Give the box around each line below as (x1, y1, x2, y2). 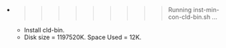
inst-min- (192, 6, 220, 14)
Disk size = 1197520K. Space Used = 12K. (23, 33, 142, 41)
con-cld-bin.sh (167, 13, 211, 21)
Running (167, 6, 192, 14)
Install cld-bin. (23, 26, 65, 34)
